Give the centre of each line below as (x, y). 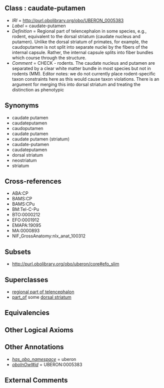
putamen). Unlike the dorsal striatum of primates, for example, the (80, 42)
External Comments (36, 380)
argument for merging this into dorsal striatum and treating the (76, 84)
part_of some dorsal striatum (42, 297)
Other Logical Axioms (39, 330)
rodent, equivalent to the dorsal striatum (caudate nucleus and (76, 36)
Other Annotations (34, 347)
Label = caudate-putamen (39, 26)
